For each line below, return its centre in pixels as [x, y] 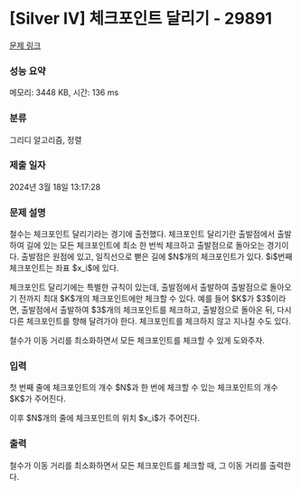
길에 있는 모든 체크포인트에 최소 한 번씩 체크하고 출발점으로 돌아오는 [145, 245]
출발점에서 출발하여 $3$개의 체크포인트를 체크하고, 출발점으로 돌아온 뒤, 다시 [156, 310]
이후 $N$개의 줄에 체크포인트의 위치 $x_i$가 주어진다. [105, 418]
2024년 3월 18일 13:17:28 [55, 187]
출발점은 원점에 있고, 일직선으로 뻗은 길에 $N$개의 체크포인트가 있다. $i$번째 [157, 257]
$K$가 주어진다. [38, 399]
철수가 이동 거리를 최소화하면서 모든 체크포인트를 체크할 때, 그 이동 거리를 [138, 465]
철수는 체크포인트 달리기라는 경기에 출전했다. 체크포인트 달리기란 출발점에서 [142, 234]
